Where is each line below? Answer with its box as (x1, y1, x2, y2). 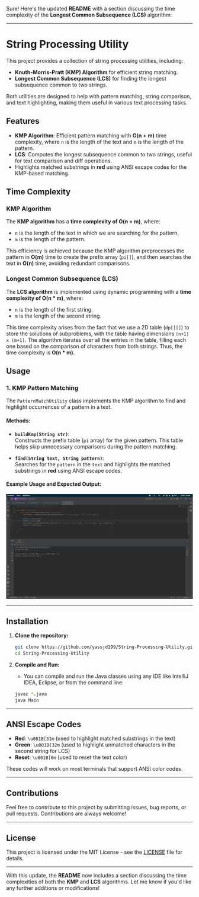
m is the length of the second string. (14, 312, 102, 319)
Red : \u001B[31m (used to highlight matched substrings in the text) (14, 735, 176, 742)
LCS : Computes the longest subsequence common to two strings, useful (14, 150, 192, 158)
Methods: (6, 417, 31, 424)
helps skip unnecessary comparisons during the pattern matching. (14, 443, 177, 450)
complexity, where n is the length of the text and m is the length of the (14, 138, 184, 145)
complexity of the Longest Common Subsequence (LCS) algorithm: (6, 11, 172, 18)
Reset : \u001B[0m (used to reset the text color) (14, 754, 127, 761)
